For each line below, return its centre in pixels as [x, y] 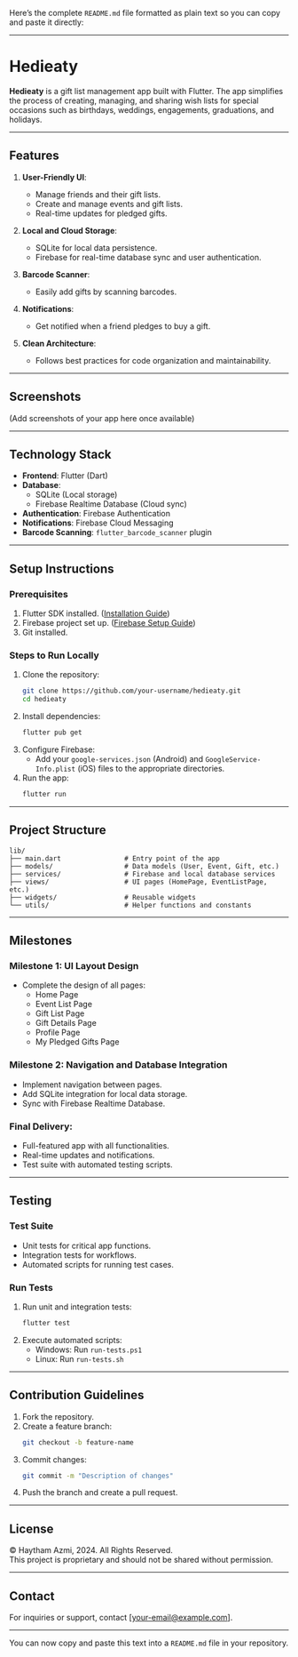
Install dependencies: [61, 716]
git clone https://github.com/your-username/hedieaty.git [131, 691]
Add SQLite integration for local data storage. [105, 1093]
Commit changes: [54, 1459]
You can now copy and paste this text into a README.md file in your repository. [149, 1643]
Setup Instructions [62, 568]
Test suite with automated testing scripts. [97, 1165]
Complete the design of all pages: [84, 985]
